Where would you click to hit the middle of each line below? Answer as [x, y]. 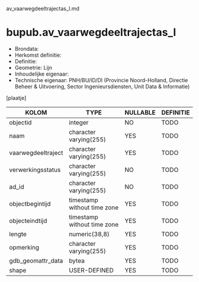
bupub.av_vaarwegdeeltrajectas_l [91, 33]
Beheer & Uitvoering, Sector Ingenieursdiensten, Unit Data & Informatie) [102, 86]
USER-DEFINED [91, 270]
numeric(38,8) [89, 234]
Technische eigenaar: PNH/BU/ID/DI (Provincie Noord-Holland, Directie [101, 80]
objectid [20, 122]
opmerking [24, 247]
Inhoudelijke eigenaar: [42, 74]
